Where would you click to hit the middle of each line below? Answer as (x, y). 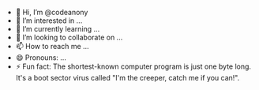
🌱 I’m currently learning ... (58, 29)
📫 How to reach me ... (52, 46)
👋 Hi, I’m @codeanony (52, 12)
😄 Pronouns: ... (41, 58)
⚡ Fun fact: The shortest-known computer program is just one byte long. (133, 66)
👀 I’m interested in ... (49, 21)
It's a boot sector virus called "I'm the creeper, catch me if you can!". (128, 78)
